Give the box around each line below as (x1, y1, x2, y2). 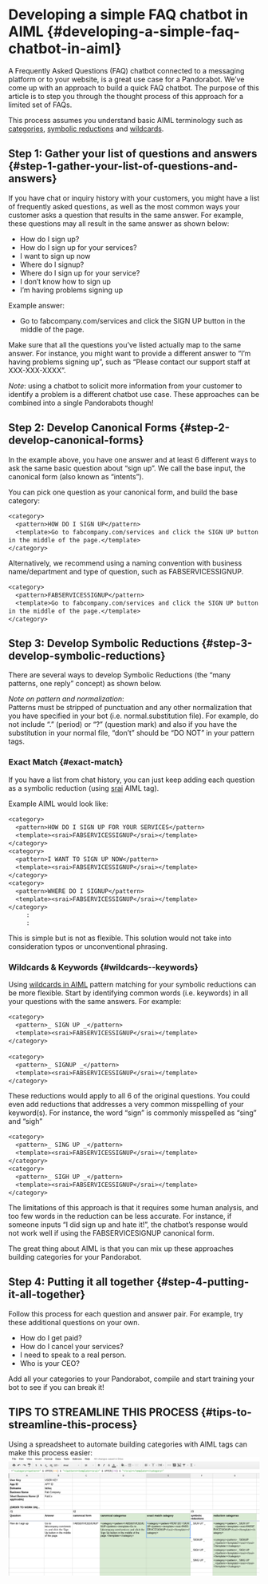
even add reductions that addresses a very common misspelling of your (8, 1099, 245, 1109)
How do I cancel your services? (19, 1341, 124, 1351)
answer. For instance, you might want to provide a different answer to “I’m (8, 348, 251, 358)
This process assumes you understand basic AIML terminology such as (8, 115, 243, 125)
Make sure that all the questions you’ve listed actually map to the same (8, 339, 242, 349)
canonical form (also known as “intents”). (8, 471, 144, 481)
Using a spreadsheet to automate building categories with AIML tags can (8, 1439, 247, 1449)
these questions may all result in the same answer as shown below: (8, 218, 230, 228)
